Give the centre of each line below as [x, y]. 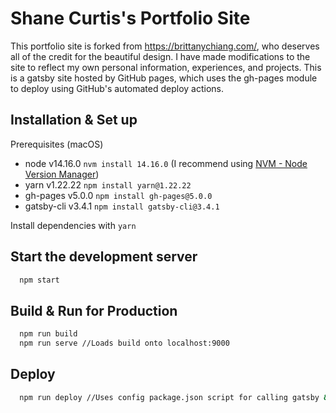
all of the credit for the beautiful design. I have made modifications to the [160, 56]
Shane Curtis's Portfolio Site [130, 18]
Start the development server [104, 257]
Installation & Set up [74, 120]
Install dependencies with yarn [73, 225]
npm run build [48, 334]
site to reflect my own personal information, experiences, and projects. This [166, 67]
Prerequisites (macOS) [57, 144]
